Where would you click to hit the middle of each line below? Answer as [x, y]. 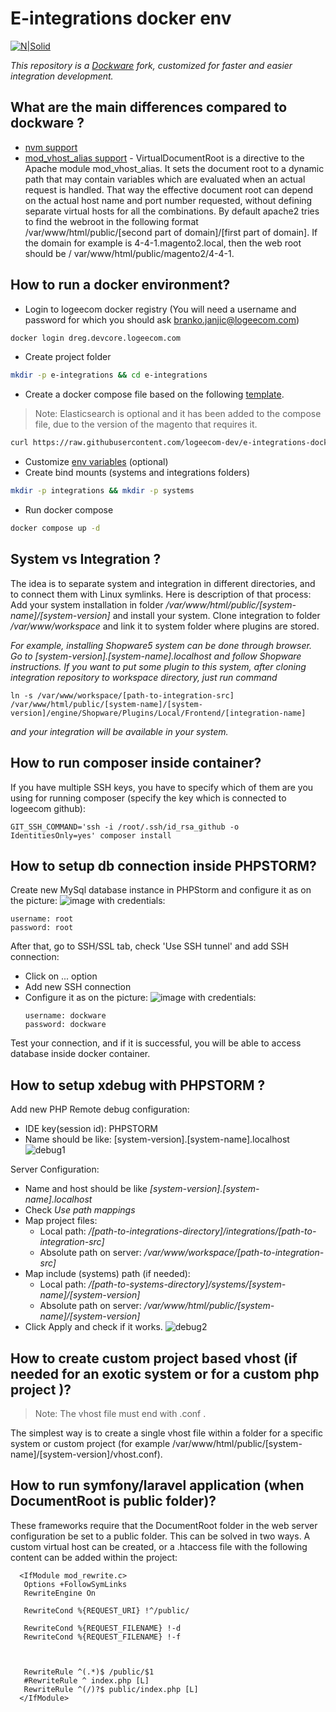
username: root [42, 919]
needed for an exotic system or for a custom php [165, 1373]
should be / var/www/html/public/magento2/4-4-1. [129, 253]
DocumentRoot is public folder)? [113, 1501]
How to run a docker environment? [120, 285]
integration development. [62, 76]
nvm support [51, 147]
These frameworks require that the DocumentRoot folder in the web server [164, 1525]
